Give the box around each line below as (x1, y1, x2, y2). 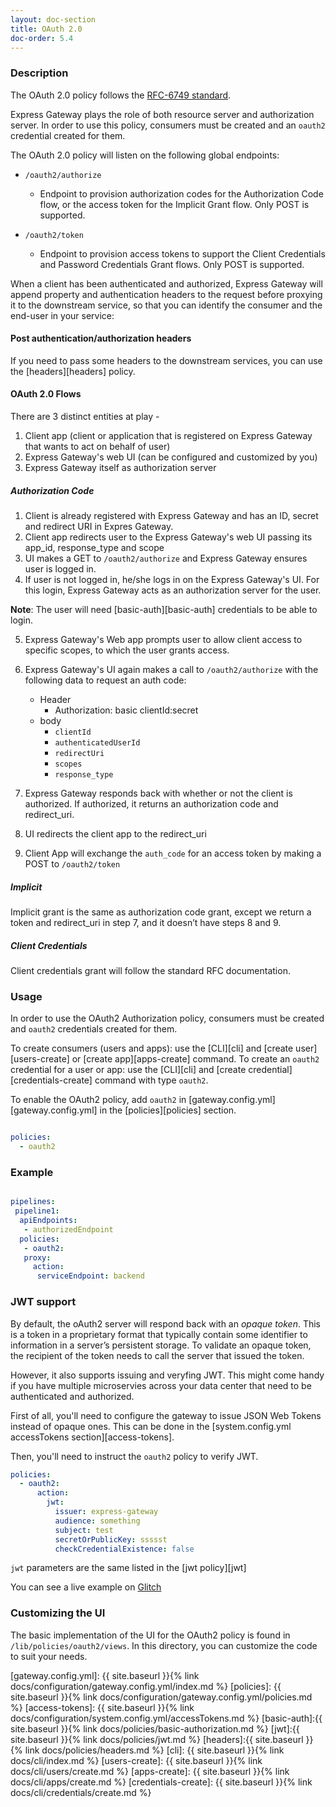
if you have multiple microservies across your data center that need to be (10, 1379, 312, 1391)
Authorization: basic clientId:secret (54, 704, 199, 716)
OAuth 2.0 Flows (10, 388, 82, 400)
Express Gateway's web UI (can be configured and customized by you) (24, 451, 318, 463)
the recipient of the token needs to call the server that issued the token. (10, 1349, 305, 1361)
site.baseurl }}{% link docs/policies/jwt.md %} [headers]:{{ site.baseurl (10, 1733, 304, 1745)
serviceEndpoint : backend (36, 1271, 145, 1281)
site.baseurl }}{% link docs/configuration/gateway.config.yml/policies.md (10, 1691, 313, 1703)
